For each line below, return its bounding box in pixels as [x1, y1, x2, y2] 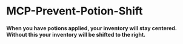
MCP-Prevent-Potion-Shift [6, 4, 144, 18]
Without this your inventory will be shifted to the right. [6, 31, 146, 38]
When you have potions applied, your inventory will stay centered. [6, 24, 177, 31]
